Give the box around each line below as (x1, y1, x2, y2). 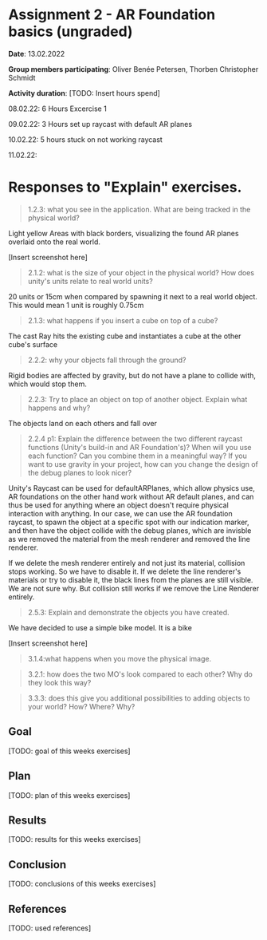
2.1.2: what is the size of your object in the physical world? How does (27, 267, 255, 277)
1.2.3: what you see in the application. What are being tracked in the (27, 204, 251, 214)
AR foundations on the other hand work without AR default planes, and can (8, 492, 254, 501)
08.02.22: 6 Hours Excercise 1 (8, 104, 108, 113)
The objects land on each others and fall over (8, 418, 158, 428)
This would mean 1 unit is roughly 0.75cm (8, 300, 144, 310)
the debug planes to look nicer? (27, 468, 132, 477)
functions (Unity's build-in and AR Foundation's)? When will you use (27, 442, 252, 452)
